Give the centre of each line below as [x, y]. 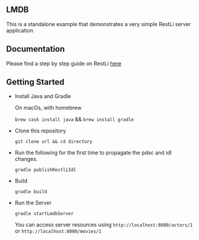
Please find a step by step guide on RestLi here [64, 63]
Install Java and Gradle [43, 96]
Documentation [36, 49]
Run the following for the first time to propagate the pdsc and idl [93, 153]
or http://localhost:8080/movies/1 [58, 231]
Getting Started [35, 82]
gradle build [31, 192]
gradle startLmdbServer [44, 214]
